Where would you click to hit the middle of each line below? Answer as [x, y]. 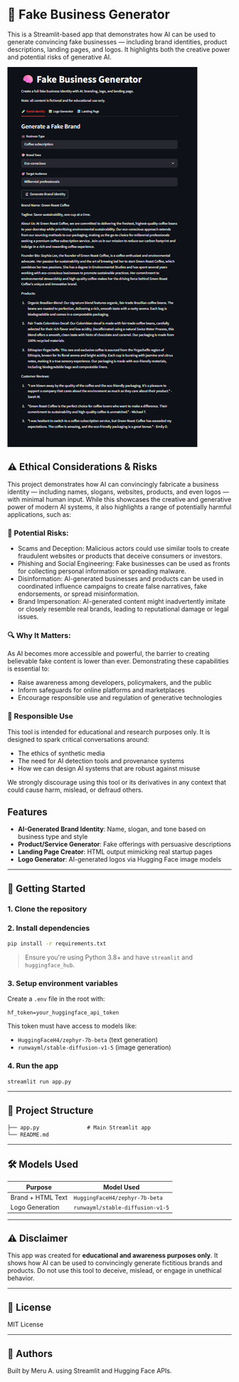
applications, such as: [39, 514]
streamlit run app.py [39, 1082]
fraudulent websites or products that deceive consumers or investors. [120, 556]
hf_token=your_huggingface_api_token [63, 1013]
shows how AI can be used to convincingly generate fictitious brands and [115, 1263]
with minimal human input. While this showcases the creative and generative [119, 499]
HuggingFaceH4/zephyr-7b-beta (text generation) [88, 1040]
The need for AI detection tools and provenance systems [101, 760]
